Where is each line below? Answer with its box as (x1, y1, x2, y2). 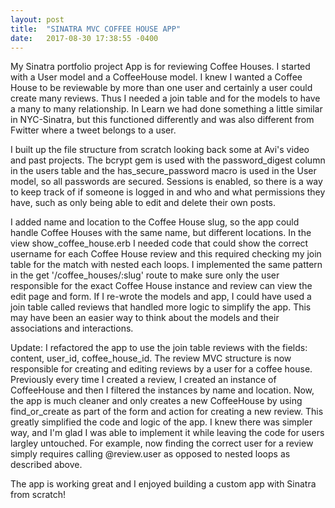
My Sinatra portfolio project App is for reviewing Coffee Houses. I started (10, 61, 311, 73)
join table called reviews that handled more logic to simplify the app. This (10, 301, 312, 313)
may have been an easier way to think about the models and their (10, 312, 280, 324)
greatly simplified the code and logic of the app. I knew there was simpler (10, 416, 313, 428)
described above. (10, 459, 83, 471)
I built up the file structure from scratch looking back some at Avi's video (10, 144, 310, 156)
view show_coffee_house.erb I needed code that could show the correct (10, 237, 309, 250)
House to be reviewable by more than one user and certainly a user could (10, 82, 313, 94)
